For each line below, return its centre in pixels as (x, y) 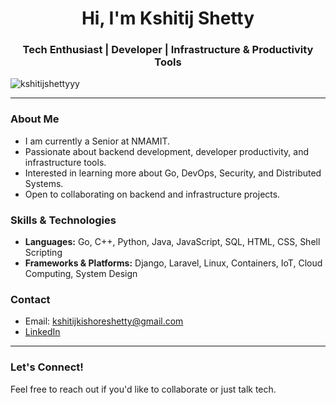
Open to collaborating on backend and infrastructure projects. (152, 194)
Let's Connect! (47, 367)
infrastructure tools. (65, 162)
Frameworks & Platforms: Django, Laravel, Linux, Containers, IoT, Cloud (173, 263)
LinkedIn (42, 332)
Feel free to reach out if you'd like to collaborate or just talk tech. (143, 389)
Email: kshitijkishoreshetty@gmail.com (104, 321)
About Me (35, 119)
